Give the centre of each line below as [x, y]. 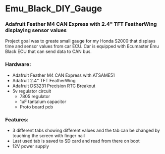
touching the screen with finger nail [49, 136]
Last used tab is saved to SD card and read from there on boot [76, 141]
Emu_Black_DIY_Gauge [54, 9]
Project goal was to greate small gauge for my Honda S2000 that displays [81, 41]
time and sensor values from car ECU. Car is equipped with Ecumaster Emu [82, 46]
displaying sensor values [36, 30]
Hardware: [18, 64]
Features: [17, 119]
